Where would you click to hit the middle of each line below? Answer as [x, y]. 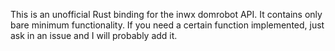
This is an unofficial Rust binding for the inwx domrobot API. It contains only [166, 14]
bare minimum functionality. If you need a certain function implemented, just [167, 25]
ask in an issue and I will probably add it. [94, 35]
